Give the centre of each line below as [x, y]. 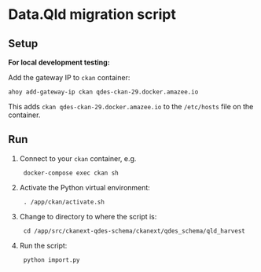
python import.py [51, 260]
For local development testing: [59, 62]
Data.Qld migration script [92, 15]
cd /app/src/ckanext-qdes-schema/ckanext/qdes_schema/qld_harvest [134, 231]
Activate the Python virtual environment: [85, 187]
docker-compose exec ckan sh [71, 173]
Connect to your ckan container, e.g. [78, 158]
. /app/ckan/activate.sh [64, 202]
